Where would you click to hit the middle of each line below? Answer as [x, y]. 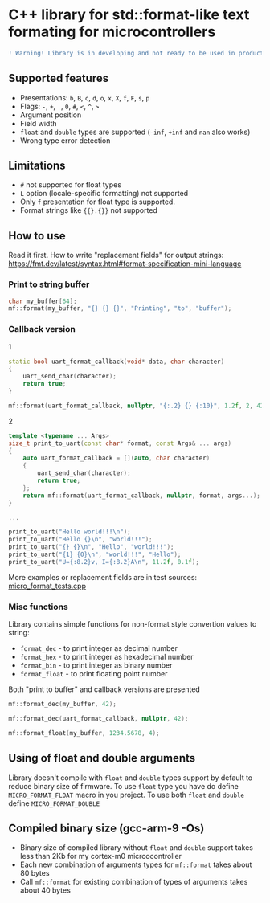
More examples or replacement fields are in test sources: [103, 577]
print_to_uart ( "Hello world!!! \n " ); [70, 532]
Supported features [59, 78]
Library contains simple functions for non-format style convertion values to [133, 624]
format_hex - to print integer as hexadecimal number [107, 657]
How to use [37, 236]
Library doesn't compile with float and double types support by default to [131, 778]
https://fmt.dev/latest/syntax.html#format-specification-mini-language [125, 264]
